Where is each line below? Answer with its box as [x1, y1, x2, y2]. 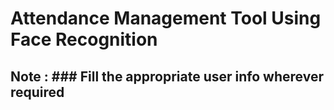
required [10, 83, 65, 101]
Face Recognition [10, 28, 158, 51]
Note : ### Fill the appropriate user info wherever [10, 68, 324, 85]
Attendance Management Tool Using [10, 7, 322, 30]
